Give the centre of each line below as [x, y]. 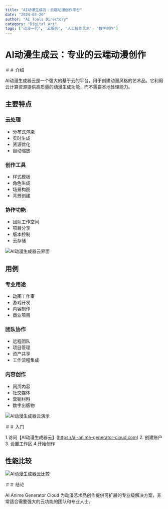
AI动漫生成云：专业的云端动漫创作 [76, 55]
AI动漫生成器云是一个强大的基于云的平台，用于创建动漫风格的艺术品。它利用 [84, 80]
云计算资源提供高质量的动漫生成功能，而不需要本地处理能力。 [69, 87]
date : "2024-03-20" [26, 15]
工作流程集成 [26, 360]
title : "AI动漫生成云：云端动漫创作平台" [44, 10]
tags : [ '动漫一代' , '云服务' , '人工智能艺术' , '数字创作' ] [62, 29]
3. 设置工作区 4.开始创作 [30, 444]
